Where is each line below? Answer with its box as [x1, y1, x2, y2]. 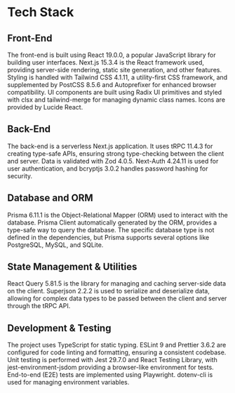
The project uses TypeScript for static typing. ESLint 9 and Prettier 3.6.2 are [7, 341, 227, 349]
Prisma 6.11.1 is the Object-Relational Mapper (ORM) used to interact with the [7, 211, 228, 219]
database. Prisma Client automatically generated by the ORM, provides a [7, 218, 217, 227]
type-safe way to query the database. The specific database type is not [7, 225, 215, 234]
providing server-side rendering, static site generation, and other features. [7, 66, 222, 74]
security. [7, 171, 33, 180]
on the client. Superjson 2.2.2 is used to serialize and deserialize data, [7, 287, 210, 295]
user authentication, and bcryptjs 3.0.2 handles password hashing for [7, 164, 208, 173]
